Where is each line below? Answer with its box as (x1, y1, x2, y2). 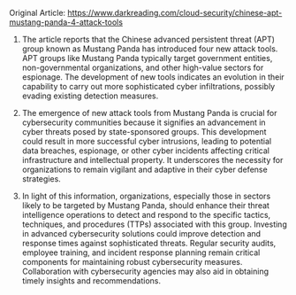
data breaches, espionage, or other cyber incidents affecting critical (21, 145, 270, 156)
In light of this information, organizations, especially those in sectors (21, 190, 271, 201)
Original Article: (9, 8, 66, 18)
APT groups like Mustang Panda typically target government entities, (21, 53, 273, 63)
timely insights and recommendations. (21, 276, 162, 286)
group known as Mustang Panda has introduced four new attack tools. (21, 43, 278, 54)
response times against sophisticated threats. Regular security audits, (21, 238, 277, 248)
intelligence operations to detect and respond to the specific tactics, (21, 210, 271, 220)
